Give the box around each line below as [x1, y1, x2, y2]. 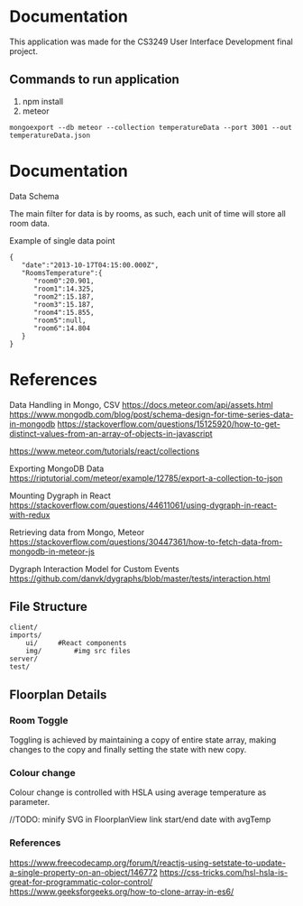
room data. [9, 217, 50, 228]
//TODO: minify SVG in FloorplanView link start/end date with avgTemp [9, 814, 271, 825]
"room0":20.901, [32, 276, 95, 285]
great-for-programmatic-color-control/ [9, 876, 153, 887]
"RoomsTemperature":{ [21, 268, 103, 277]
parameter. [9, 797, 50, 808]
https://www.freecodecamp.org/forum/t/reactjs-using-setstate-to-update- [9, 857, 287, 868]
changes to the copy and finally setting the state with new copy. [9, 744, 247, 755]
